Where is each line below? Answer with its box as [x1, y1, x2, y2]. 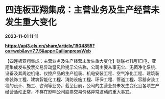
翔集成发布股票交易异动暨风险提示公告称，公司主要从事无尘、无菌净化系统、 [5, 64, 160, 70]
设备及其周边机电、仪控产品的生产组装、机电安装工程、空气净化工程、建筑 [5, 70, 155, 76]
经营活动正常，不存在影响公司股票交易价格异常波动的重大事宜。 [5, 89, 134, 95]
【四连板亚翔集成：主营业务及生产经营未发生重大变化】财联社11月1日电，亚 [5, 58, 157, 64]
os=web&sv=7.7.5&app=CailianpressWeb [5, 48, 91, 54]
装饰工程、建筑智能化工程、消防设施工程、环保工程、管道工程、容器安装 [9, 76, 155, 82]
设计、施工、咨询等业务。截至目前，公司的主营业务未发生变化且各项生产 [13, 82, 160, 88]
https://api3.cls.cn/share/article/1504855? [5, 43, 95, 49]
